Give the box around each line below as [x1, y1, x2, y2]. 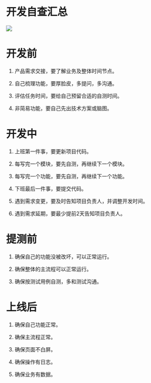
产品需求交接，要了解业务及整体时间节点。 [14, 67, 118, 74]
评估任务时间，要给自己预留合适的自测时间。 [14, 92, 123, 99]
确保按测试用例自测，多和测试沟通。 [14, 278, 102, 285]
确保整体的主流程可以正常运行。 [14, 265, 92, 272]
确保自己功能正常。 [14, 321, 61, 328]
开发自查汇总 [6, 5, 68, 19]
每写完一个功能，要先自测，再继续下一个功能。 [14, 172, 128, 180]
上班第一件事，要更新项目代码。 [14, 147, 92, 155]
